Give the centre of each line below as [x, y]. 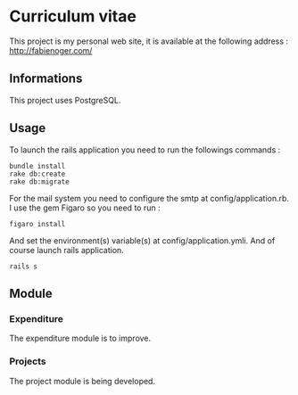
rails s [24, 266]
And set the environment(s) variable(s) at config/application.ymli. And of [142, 240]
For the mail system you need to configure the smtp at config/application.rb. [149, 198]
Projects [28, 361]
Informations [46, 79]
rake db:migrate [39, 181]
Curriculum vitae [73, 16]
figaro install [37, 224]
